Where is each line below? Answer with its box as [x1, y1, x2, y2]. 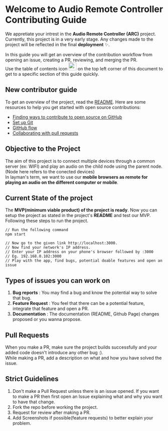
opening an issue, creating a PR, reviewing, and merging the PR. [5, 57, 138, 63]
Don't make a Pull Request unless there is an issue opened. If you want [12, 388, 159, 394]
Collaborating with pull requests [12, 130, 79, 136]
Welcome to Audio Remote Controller [5, 4, 163, 15]
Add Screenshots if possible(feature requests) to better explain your [12, 414, 153, 420]
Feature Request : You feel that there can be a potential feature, [12, 300, 145, 306]
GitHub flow [12, 125, 38, 131]
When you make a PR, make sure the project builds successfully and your [5, 344, 157, 350]
